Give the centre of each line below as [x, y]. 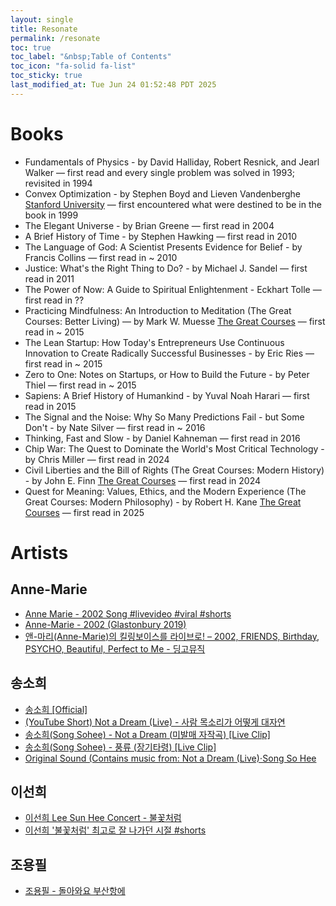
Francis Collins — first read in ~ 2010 [101, 257]
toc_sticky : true [46, 76]
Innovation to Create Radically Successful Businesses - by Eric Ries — [169, 353]
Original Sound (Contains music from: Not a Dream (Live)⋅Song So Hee [170, 758]
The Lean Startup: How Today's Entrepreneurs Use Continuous [154, 342]
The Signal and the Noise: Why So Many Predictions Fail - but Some [164, 417]
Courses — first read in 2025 [84, 512]
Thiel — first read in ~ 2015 [80, 385]
